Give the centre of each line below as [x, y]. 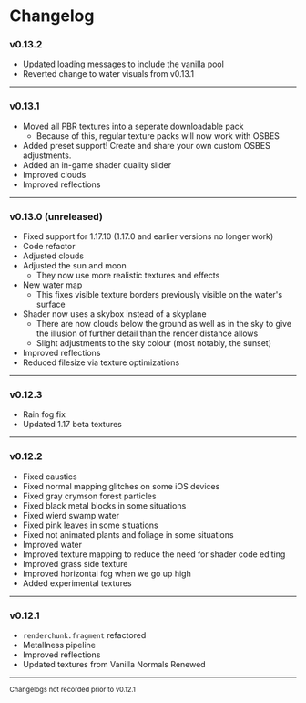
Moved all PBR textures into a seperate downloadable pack [133, 126]
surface [51, 304]
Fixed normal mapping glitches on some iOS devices [121, 486]
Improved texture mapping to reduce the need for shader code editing [154, 554]
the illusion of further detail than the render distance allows [147, 333]
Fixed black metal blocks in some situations [104, 505]
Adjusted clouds [53, 256]
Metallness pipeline [59, 645]
